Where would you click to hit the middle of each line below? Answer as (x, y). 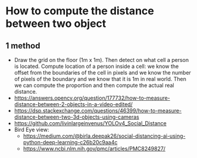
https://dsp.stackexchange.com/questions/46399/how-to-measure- (98, 111)
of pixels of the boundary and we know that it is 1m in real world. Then (100, 79)
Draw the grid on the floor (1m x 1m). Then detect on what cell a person (101, 60)
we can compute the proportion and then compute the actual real (94, 85)
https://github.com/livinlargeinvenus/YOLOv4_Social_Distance (90, 123)
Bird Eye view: (32, 130)
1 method (23, 46)
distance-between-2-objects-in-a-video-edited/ (74, 104)
